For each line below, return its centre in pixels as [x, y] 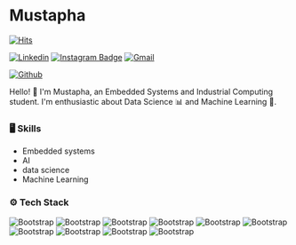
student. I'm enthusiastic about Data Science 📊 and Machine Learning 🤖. [143, 101]
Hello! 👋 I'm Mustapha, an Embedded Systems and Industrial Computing [141, 91]
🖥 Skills [25, 128]
